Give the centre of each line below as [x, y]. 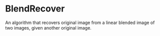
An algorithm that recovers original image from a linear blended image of [80, 22]
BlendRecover [35, 9]
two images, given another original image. [48, 27]
